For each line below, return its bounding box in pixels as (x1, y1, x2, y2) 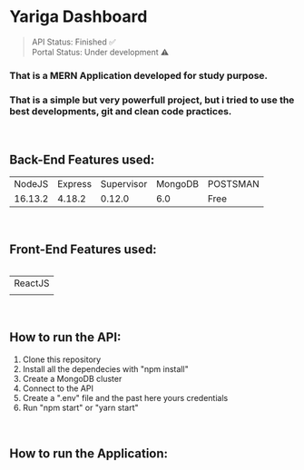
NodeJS (14, 177, 49, 190)
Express (57, 177, 93, 190)
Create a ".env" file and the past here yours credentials (22, 392, 229, 403)
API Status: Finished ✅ (31, 36, 116, 47)
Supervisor (100, 177, 148, 190)
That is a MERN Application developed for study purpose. (9, 69, 269, 82)
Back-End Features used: (9, 152, 155, 167)
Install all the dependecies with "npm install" (22, 363, 189, 374)
